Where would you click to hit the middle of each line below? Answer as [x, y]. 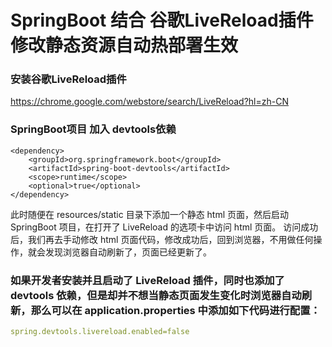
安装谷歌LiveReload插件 [68, 79]
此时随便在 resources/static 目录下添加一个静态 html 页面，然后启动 [150, 214]
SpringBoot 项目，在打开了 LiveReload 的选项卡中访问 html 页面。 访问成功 [164, 227]
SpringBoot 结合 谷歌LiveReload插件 [162, 20]
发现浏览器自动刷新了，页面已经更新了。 [128, 252]
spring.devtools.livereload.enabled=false [100, 332]
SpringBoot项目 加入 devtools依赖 [93, 129]
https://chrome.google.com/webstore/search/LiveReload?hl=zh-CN [149, 102]
